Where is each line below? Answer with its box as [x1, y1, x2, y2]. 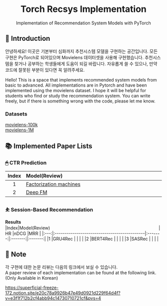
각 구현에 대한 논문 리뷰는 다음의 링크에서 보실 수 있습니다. [5, 264, 118, 270]
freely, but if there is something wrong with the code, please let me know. [5, 98, 156, 104]
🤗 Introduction [5, 34, 51, 43]
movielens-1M [5, 127, 34, 133]
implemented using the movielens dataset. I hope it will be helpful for [5, 87, 147, 93]
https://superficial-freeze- [5, 285, 59, 291]
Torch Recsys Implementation [20, 3, 147, 15]
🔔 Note [5, 250, 26, 259]
